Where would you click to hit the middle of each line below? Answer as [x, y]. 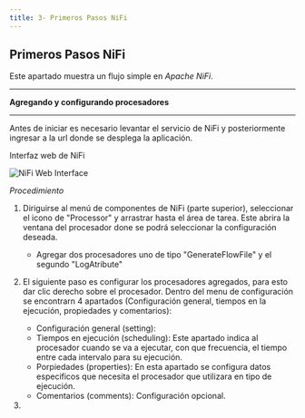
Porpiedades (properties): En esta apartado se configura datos [153, 367]
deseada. [40, 238]
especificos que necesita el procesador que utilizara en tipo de [154, 376]
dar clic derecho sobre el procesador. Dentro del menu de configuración [157, 292]
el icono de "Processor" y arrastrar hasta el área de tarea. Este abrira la [156, 218]
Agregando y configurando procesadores [89, 102]
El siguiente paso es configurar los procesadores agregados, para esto [155, 282]
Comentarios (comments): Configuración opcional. [131, 396]
